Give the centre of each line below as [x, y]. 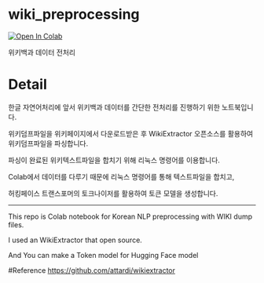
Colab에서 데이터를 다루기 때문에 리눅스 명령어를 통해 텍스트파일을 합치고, [121, 176]
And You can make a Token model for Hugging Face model [103, 255]
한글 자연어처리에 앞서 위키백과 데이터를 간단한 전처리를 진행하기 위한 [114, 107]
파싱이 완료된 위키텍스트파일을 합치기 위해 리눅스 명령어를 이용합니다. [114, 160]
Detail [27, 85]
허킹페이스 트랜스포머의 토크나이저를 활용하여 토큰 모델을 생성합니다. [113, 193]
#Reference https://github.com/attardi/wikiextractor [92, 270]
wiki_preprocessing [74, 15]
